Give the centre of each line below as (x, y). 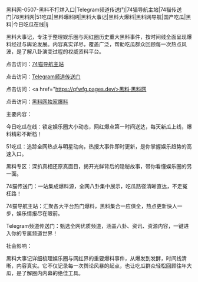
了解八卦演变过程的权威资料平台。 (63, 52)
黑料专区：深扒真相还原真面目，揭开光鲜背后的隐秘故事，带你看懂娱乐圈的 (96, 167)
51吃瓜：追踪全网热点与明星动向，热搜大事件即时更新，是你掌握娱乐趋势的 (96, 147)
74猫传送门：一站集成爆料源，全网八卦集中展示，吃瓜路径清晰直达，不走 (94, 186)
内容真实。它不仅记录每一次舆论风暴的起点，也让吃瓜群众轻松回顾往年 (101, 266)
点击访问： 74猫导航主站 (35, 64)
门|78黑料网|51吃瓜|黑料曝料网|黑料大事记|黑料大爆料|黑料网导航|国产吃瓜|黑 (99, 17)
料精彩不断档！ (24, 134)
